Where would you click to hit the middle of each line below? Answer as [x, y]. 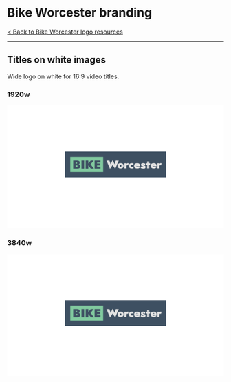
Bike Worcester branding [80, 13]
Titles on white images [57, 60]
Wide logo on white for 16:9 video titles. [63, 76]
